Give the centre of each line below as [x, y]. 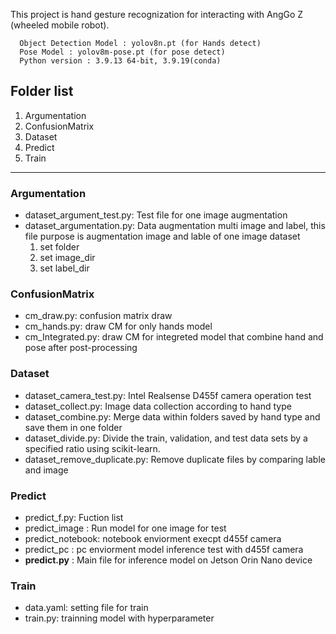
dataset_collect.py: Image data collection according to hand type [158, 406]
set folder [59, 247]
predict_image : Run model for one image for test [125, 528]
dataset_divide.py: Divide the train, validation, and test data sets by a [166, 438]
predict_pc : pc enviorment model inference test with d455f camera [164, 549]
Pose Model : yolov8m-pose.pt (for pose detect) [122, 52]
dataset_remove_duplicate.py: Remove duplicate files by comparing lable [175, 459]
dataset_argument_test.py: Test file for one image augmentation [156, 215]
